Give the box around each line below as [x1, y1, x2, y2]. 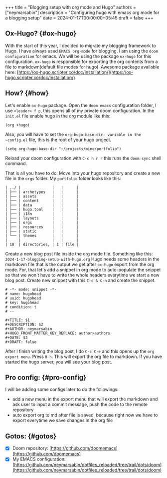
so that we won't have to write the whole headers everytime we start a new [5, 272, 160, 278]
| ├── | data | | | [5, 202, 79, 207]
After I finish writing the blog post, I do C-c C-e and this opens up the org [5, 348, 155, 354]
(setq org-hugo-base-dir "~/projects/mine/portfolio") [5, 146, 122, 151]
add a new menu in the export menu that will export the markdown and [12, 396, 158, 402]
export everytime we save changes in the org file [12, 417, 113, 423]
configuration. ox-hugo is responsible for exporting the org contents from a [5, 58, 158, 64]
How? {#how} [5, 89, 49, 97]
